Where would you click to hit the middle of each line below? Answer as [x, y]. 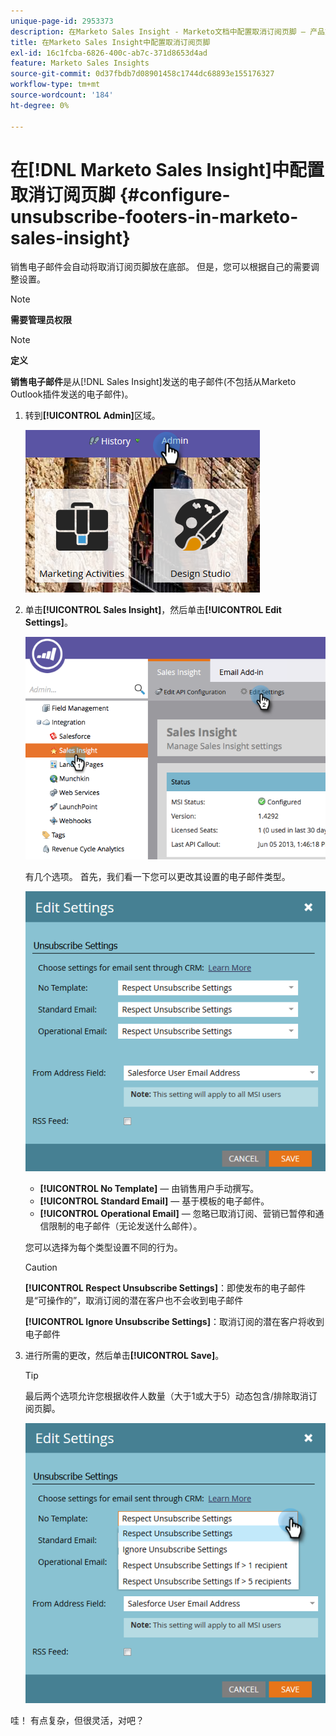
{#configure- [175, 194]
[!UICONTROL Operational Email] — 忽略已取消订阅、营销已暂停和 [177, 1214]
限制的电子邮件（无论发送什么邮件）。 [125, 1226]
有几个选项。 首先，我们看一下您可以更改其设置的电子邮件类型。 [157, 877]
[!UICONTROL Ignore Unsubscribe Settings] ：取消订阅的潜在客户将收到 [174, 1322]
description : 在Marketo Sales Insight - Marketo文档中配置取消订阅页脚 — [158, 31]
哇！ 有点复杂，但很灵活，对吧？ [77, 1721]
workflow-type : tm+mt [55, 85]
